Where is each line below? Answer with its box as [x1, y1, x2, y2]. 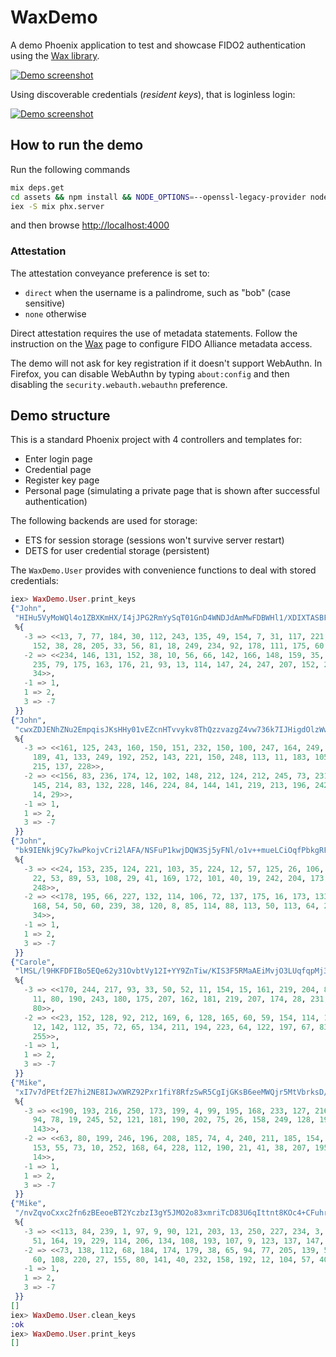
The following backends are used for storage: [10, 515, 198, 527]
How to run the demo [10, 137, 144, 154]
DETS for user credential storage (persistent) [24, 545, 210, 557]
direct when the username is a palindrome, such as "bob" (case [24, 286, 291, 298]
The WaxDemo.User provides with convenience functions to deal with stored [10, 564, 317, 576]
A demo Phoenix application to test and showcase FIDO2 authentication [10, 39, 307, 51]
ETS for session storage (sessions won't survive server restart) [24, 534, 285, 546]
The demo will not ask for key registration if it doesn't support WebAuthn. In [10, 357, 323, 369]
